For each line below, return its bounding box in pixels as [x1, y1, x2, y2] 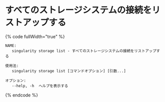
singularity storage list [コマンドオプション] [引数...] [11, 68, 126, 73]
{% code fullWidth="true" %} [5, 33, 65, 40]
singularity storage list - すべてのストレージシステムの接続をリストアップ [11, 48, 157, 53]
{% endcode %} [5, 92, 38, 98]
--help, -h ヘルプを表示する [11, 83, 69, 88]
